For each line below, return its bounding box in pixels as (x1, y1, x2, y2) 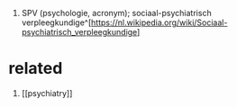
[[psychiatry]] (21, 87, 73, 98)
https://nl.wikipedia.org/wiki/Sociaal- (90, 17, 228, 28)
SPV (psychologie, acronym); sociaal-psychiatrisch (21, 8, 213, 18)
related (8, 58, 63, 79)
